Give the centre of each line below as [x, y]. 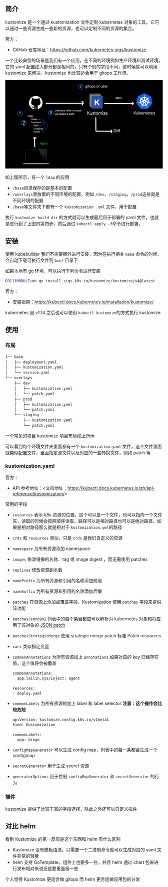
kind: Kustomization [34, 725]
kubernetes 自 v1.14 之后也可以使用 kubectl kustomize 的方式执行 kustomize [83, 313]
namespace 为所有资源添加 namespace [51, 549]
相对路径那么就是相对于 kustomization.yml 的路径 [72, 527]
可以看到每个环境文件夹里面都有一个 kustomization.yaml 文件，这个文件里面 [83, 446]
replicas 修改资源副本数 [37, 570]
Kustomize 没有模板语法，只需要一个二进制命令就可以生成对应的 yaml [84, 850]
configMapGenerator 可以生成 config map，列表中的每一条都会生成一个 [85, 750]
